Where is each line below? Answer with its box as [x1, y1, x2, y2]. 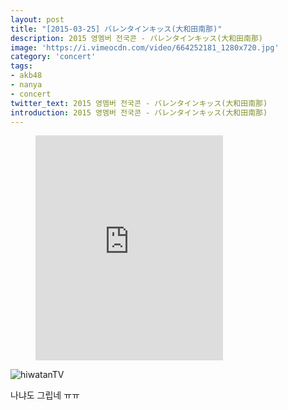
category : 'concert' [10, 52, 97, 62]
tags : [10, 61, 33, 71]
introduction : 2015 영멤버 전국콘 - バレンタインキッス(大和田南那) [10, 107, 268, 118]
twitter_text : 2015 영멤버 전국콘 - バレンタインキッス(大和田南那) [10, 98, 268, 108]
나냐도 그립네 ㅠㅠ [10, 389, 80, 401]
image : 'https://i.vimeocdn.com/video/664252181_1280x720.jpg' [10, 42, 280, 53]
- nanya [10, 80, 43, 90]
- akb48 [10, 71, 43, 81]
